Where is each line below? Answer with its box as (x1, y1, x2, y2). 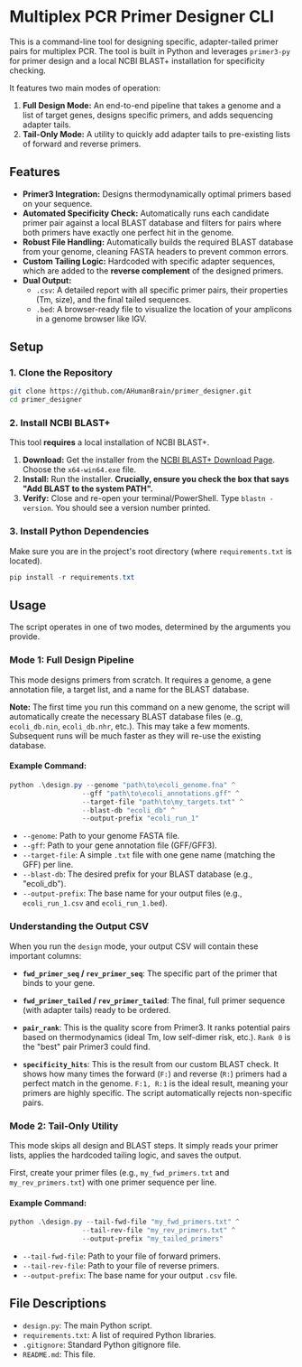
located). (9, 555, 43, 566)
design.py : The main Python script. (22, 1320, 153, 1331)
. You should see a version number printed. (50, 503, 211, 514)
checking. (9, 65, 47, 76)
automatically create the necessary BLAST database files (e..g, (9, 711, 243, 721)
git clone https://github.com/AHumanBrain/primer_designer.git (9, 386, 252, 396)
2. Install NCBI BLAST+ (9, 417, 111, 430)
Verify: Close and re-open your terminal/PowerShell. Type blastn (22, 493, 266, 504)
